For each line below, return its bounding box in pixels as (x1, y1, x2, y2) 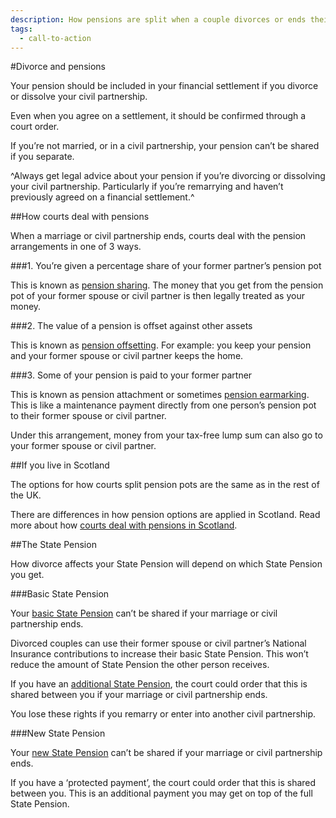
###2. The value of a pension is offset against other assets (10, 320, 253, 332)
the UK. (10, 489, 42, 501)
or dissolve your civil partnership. (10, 91, 148, 103)
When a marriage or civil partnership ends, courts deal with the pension (10, 230, 307, 242)
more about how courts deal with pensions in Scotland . (10, 519, 238, 531)
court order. (10, 121, 60, 133)
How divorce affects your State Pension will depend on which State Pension (10, 558, 323, 570)
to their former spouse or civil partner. (10, 410, 167, 422)
